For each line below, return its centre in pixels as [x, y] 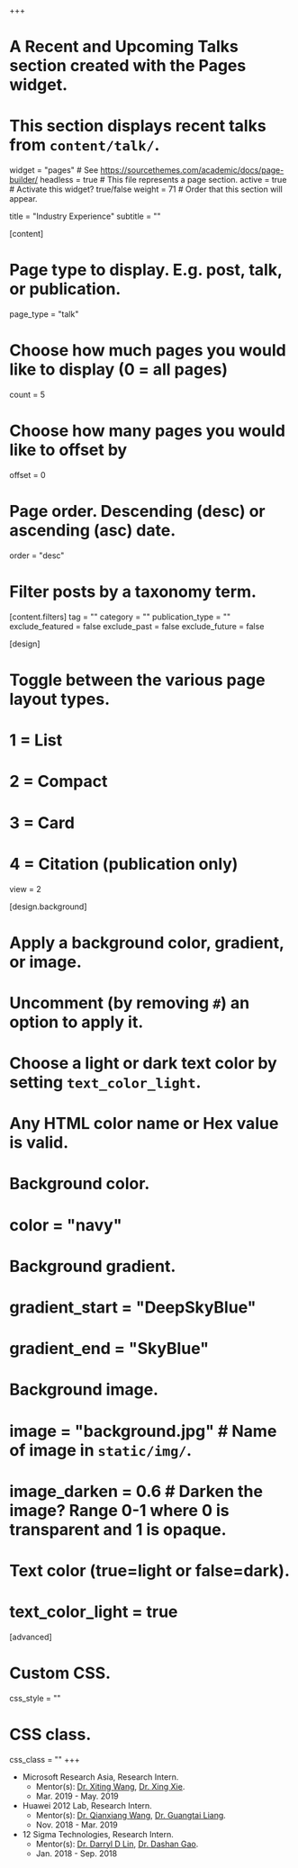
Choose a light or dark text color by [143, 1064]
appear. [23, 199]
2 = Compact [59, 782]
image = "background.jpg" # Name [143, 1431]
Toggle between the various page [137, 680]
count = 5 [27, 394]
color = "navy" [66, 1225]
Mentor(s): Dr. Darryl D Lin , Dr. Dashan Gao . [117, 1844]
